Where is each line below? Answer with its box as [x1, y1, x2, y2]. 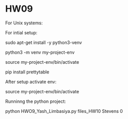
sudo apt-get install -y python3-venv [5, 39, 82, 46]
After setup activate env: [5, 78, 57, 85]
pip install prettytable [5, 69, 50, 75]
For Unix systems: [5, 20, 43, 26]
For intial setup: [5, 29, 38, 35]
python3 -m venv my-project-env [5, 49, 75, 55]
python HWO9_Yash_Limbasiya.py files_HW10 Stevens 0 [5, 108, 123, 114]
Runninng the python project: [5, 98, 66, 104]
